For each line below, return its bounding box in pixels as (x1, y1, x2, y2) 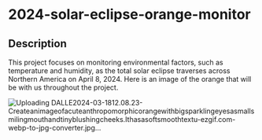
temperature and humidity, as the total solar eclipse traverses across (8, 66, 231, 76)
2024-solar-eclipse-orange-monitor (8, 6, 252, 24)
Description (8, 37, 67, 50)
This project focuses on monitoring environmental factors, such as (8, 57, 223, 67)
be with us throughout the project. (8, 83, 119, 92)
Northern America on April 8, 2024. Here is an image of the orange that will (8, 75, 252, 83)
